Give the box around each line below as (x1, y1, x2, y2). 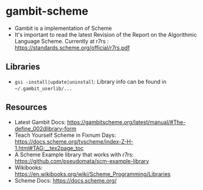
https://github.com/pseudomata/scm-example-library (14, 157, 149, 164)
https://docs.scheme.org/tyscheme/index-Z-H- (14, 137, 134, 145)
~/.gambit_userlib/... (14, 86, 73, 92)
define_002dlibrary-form (14, 125, 77, 132)
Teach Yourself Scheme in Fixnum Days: (14, 131, 116, 139)
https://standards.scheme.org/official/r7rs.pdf (14, 44, 130, 51)
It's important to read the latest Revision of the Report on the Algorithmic (14, 31, 198, 38)
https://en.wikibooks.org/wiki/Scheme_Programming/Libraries (14, 170, 171, 178)
